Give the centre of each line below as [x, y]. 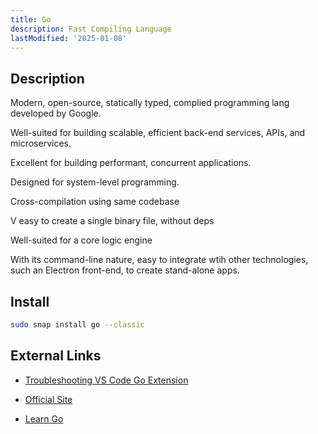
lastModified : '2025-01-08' [69, 38]
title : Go [31, 19]
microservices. [41, 143]
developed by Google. [56, 113]
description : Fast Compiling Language [91, 29]
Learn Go [44, 418]
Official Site [48, 399]
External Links [56, 356]
